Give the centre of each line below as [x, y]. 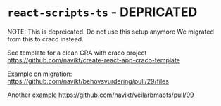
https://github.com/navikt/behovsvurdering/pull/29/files [88, 81]
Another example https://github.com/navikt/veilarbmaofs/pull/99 [101, 95]
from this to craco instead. [45, 39]
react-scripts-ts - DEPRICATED [102, 12]
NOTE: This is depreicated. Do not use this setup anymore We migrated [111, 32]
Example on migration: [40, 74]
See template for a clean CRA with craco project [77, 53]
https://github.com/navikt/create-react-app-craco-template [94, 60]
